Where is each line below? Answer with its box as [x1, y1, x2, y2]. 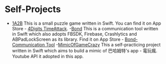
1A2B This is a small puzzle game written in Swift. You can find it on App [12, 20, 161, 26]
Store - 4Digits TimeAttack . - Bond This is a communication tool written [12, 25, 158, 31]
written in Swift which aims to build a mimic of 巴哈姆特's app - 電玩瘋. [12, 47, 157, 53]
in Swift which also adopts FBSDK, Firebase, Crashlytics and [12, 31, 137, 37]
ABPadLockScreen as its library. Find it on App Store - [12, 36, 124, 42]
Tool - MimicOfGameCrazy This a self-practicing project [46, 41, 161, 47]
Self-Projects [5, 4, 61, 15]
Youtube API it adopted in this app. [12, 53, 84, 59]
